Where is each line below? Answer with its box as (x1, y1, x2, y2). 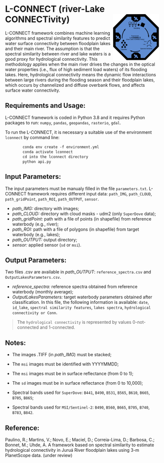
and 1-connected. (40, 324, 76, 330)
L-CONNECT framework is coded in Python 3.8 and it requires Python (5, 114, 145, 121)
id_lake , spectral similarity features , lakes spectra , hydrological (12, 305, 151, 311)
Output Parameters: (5, 256, 67, 264)
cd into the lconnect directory (22, 154, 89, 159)
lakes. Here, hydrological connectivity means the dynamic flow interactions (5, 72, 156, 77)
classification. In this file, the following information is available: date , (12, 299, 149, 305)
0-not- (132, 319, 146, 325)
